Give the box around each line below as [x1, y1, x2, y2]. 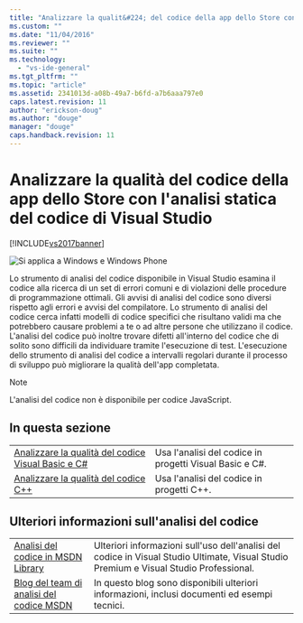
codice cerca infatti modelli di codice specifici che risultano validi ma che [9, 311, 282, 321]
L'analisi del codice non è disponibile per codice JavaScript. [9, 394, 232, 404]
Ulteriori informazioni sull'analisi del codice [9, 514, 259, 529]
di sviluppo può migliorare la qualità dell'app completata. [9, 358, 220, 370]
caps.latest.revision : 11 [9, 97, 106, 107]
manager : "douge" [9, 123, 75, 132]
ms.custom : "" [9, 22, 63, 31]
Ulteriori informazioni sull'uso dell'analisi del [93, 539, 281, 552]
